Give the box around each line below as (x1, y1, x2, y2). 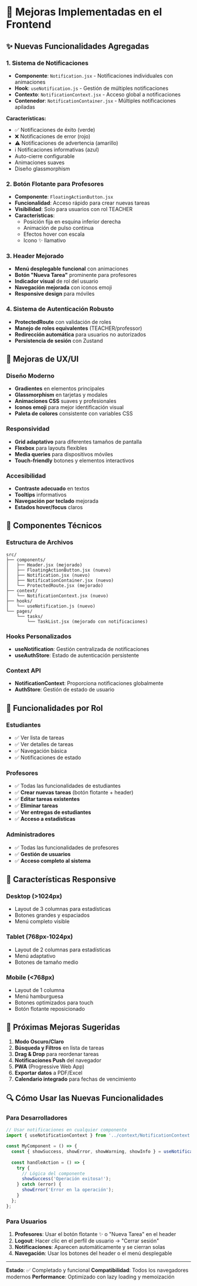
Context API (6, 666, 41, 674)
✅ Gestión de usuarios (14, 850, 71, 857)
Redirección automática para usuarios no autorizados (14, 330, 147, 338)
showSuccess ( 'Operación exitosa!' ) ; (21, 1176, 111, 1182)
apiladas (14, 103, 35, 111)
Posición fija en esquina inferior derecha (23, 218, 121, 225)
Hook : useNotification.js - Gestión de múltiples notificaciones (14, 85, 169, 92)
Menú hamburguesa (14, 993, 63, 1000)
